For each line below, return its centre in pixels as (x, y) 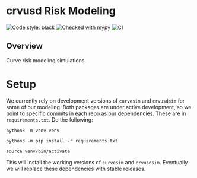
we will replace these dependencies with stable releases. (76, 169)
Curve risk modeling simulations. (46, 60)
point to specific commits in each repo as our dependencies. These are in (96, 113)
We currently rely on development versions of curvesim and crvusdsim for (96, 101)
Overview (25, 46)
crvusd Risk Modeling (61, 11)
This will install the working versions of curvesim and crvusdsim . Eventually (97, 162)
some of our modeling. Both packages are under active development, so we (99, 107)
